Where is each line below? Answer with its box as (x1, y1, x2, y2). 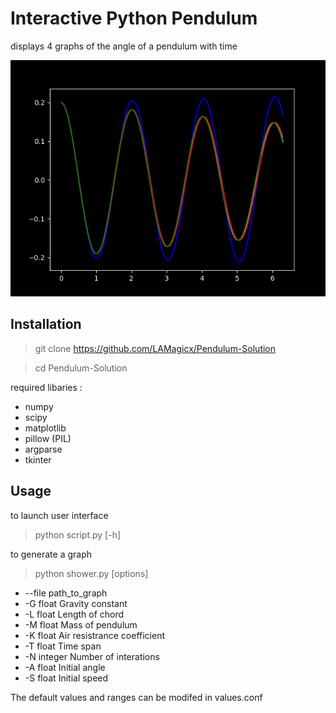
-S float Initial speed (24, 672, 109, 684)
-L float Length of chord (24, 608, 125, 620)
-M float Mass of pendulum (24, 618, 138, 631)
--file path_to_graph (24, 587, 108, 599)
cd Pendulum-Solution (34, 362, 128, 374)
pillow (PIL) (24, 432, 72, 444)
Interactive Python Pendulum (10, 7, 258, 30)
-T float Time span (24, 640, 102, 652)
